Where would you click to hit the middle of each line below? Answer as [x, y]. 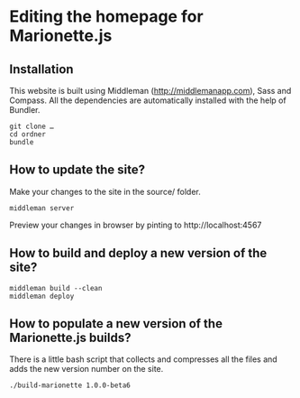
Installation [41, 69]
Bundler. [25, 110]
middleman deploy [42, 296]
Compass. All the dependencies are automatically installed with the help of [148, 100]
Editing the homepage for [107, 17]
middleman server [42, 208]
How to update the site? [77, 170]
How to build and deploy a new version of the [138, 253]
